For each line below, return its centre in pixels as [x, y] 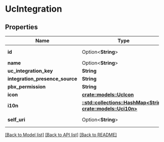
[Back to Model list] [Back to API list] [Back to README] [61, 135]
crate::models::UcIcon [108, 95]
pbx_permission [27, 87]
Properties [21, 27]
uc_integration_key [30, 71]
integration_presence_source [42, 79]
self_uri [16, 120]
